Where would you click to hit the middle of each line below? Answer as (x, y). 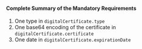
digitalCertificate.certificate (54, 34)
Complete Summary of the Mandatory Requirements (71, 8)
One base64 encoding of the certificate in (65, 27)
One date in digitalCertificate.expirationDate (72, 40)
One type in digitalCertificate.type (60, 21)
